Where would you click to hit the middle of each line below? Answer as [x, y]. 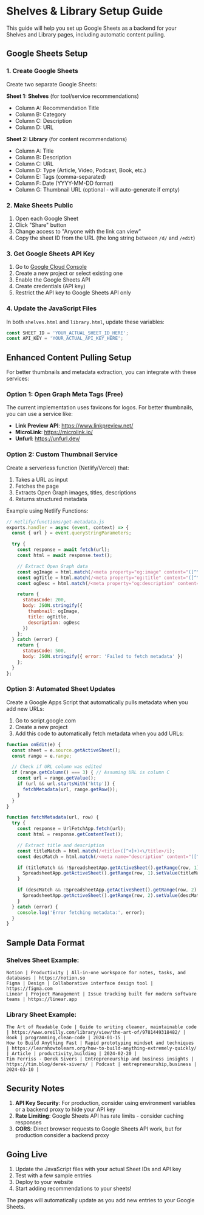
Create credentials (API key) [50, 286]
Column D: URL [34, 127]
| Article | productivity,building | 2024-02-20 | [72, 1054]
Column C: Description [43, 120]
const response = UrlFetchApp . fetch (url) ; [72, 829]
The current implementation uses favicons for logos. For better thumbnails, [100, 407]
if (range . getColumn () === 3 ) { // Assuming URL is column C [91, 773]
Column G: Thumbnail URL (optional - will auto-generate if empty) [97, 189]
